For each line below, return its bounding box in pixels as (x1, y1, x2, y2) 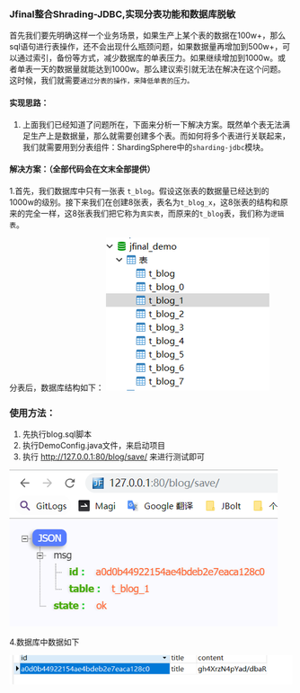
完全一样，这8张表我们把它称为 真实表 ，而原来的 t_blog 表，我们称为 (24, 208, 271, 218)
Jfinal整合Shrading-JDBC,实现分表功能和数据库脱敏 (9, 7, 236, 20)
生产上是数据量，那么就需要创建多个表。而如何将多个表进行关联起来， (30, 130, 290, 141)
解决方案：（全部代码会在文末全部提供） (9, 164, 155, 174)
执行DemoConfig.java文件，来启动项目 (22, 440, 166, 450)
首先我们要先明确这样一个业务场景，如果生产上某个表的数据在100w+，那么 (9, 30, 287, 41)
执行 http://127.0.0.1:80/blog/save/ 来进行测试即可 (22, 451, 205, 462)
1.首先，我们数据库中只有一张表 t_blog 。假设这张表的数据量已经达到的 (9, 185, 269, 196)
